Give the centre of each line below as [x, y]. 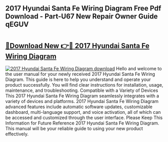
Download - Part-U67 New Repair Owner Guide [81, 17]
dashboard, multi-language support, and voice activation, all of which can [83, 112]
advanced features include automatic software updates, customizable [79, 107]
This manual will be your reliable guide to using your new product [74, 128]
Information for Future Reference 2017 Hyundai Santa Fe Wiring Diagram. [82, 123]
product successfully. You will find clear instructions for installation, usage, [84, 85]
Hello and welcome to [139, 68]
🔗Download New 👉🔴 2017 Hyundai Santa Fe [77, 46]
